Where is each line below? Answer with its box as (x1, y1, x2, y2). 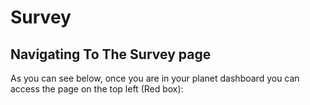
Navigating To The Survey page (10, 46, 212, 63)
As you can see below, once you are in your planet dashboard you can (10, 72, 300, 84)
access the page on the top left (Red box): (10, 83, 184, 95)
